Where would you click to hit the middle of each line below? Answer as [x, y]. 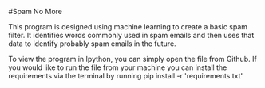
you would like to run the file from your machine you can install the [118, 67]
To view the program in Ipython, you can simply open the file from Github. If [132, 59]
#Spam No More [35, 11]
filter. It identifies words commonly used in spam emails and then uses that [131, 35]
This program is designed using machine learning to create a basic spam [128, 27]
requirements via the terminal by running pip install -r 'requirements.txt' [126, 76]
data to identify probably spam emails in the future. [93, 44]
